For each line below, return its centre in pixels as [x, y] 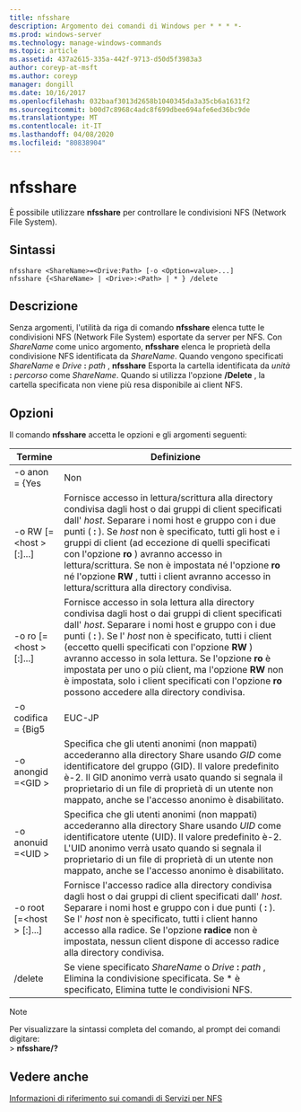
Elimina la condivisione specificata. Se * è [152, 978]
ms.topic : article [43, 51]
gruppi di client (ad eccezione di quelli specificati [167, 543]
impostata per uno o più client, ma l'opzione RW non [174, 670]
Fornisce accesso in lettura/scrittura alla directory [168, 498]
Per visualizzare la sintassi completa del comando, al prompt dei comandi [145, 1029]
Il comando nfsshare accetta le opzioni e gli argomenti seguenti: [129, 435]
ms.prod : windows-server [56, 34]
